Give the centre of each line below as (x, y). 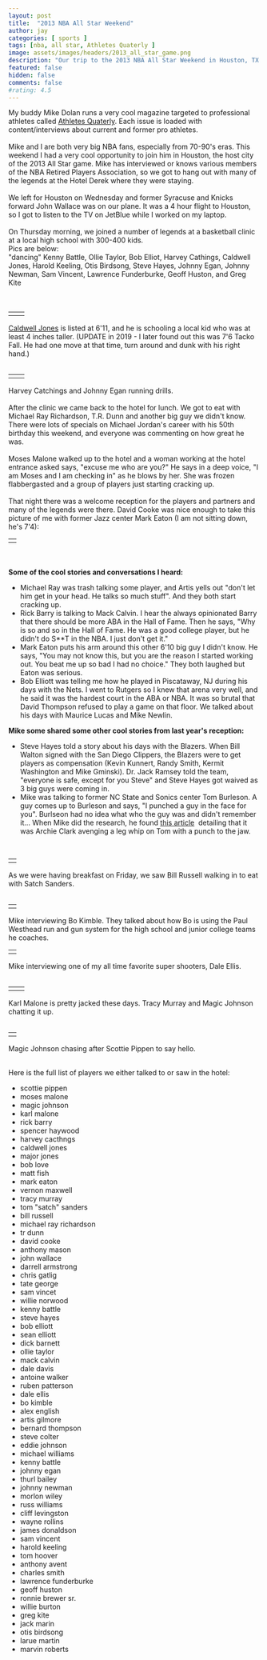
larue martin (40, 1641)
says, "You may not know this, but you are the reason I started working (136, 656)
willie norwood (44, 1301)
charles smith (42, 1573)
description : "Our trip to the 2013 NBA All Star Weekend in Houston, (128, 61)
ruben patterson (46, 1386)
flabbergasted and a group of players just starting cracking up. (112, 484)
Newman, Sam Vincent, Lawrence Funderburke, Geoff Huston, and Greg (127, 274)
